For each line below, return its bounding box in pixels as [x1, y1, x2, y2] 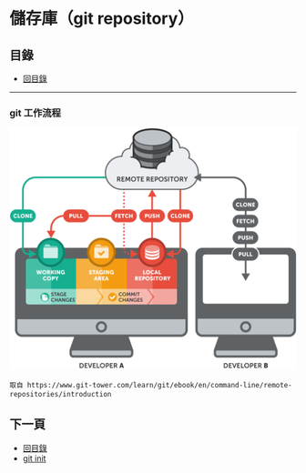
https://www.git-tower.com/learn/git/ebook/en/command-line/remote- [26, 381, 293, 390]
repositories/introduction [9, 390, 112, 399]
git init [22, 452, 46, 464]
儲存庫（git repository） [9, 8, 194, 29]
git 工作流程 [9, 106, 62, 119]
